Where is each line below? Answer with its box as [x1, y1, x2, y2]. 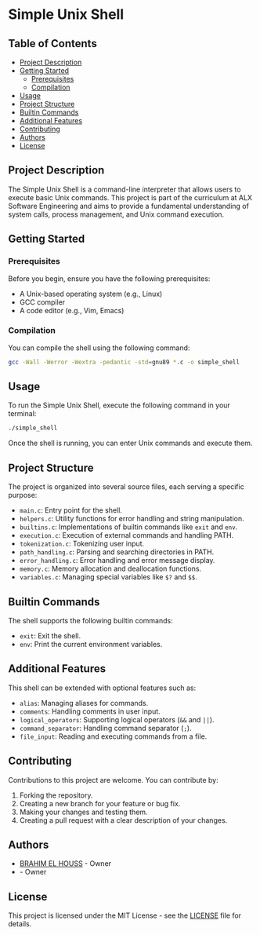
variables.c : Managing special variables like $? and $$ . [19, 572, 197, 582]
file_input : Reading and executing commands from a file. [19, 732, 208, 741]
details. [8, 919, 32, 929]
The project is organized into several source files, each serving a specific [8, 482, 244, 491]
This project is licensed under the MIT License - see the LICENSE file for [8, 911, 241, 920]
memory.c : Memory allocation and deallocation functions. [19, 564, 202, 574]
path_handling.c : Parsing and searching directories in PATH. [19, 547, 215, 557]
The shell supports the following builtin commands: [8, 615, 174, 625]
